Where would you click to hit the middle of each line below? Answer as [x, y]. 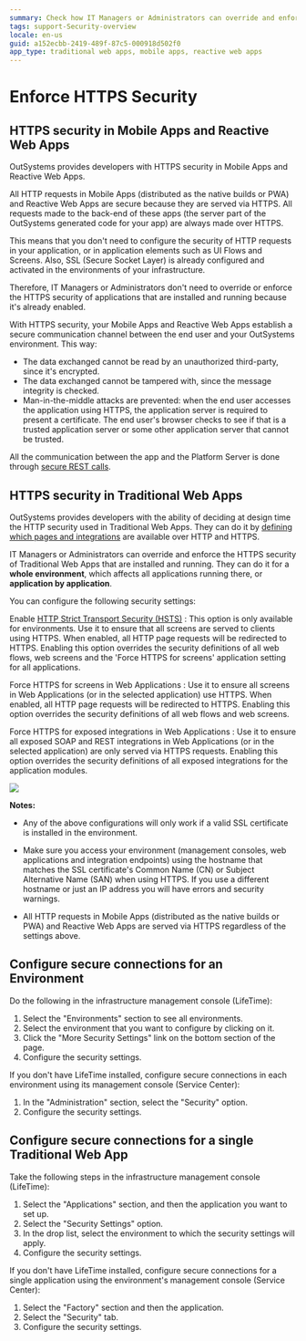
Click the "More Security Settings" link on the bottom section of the [149, 1037]
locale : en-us [36, 35]
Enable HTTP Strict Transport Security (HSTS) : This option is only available [151, 619]
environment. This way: [53, 344]
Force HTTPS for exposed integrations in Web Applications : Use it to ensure [153, 732]
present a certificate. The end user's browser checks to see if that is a [154, 420]
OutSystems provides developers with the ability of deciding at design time [150, 517]
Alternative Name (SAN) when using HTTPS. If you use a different [146, 879]
